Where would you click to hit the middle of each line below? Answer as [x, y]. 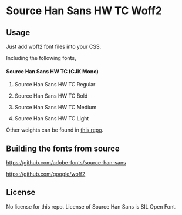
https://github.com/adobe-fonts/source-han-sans [66, 163]
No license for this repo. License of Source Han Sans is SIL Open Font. [92, 206]
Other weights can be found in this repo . [55, 130]
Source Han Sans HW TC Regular [55, 85]
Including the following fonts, [41, 58]
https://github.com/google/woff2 [46, 174]
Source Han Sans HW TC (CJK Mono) [52, 71]
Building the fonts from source [63, 148]
